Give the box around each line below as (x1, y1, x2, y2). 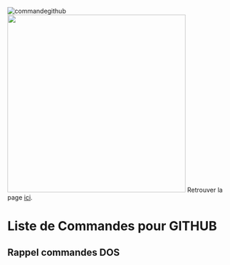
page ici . (7, 193, 33, 202)
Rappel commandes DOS (7, 246, 120, 259)
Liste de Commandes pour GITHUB (7, 218, 217, 234)
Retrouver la (187, 185, 223, 194)
